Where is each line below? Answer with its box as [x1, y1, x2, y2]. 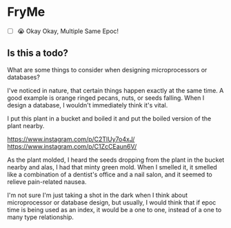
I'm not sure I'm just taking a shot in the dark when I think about [7, 191, 188, 199]
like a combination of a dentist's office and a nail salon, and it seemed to [7, 170, 212, 178]
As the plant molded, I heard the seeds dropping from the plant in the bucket [7, 156, 225, 164]
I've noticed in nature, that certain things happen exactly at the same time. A [7, 86, 224, 94]
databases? [7, 73, 40, 81]
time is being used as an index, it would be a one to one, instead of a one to [7, 205, 222, 214]
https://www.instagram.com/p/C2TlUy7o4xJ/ [7, 135, 135, 143]
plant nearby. [7, 121, 45, 129]
